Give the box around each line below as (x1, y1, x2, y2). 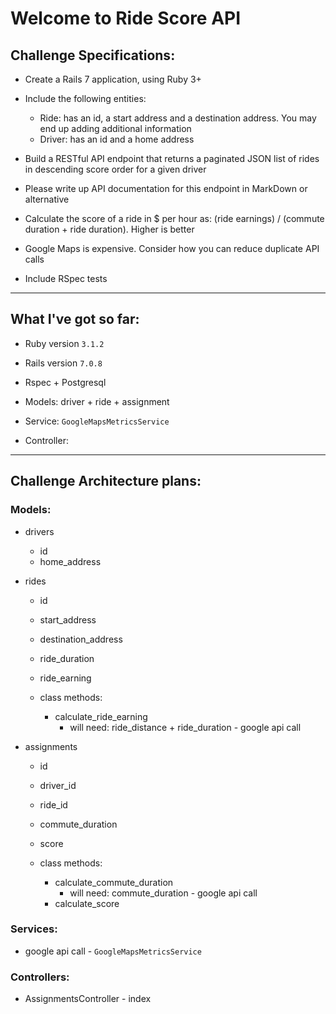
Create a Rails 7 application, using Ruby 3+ (24, 73, 202, 85)
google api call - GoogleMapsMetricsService (24, 945, 202, 957)
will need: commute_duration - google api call (69, 887, 258, 899)
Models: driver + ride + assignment (24, 395, 170, 407)
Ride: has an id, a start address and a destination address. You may (39, 112, 317, 124)
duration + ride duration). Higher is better (24, 223, 195, 235)
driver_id (39, 779, 77, 791)
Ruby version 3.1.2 (24, 337, 105, 349)
